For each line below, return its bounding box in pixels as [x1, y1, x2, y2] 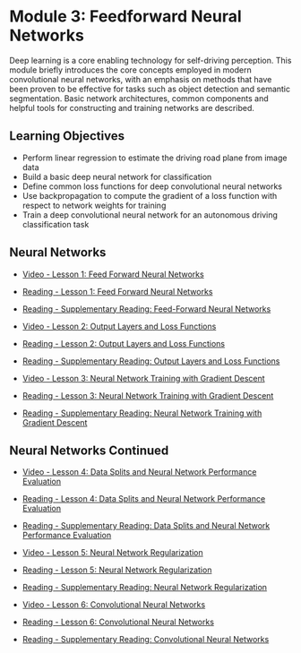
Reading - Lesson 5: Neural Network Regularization [21, 564, 212, 575]
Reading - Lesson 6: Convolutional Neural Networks [21, 616, 215, 628]
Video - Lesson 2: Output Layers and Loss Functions [21, 321, 217, 331]
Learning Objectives [9, 128, 125, 144]
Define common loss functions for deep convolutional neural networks [21, 181, 282, 192]
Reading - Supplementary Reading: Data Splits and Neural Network [21, 520, 271, 531]
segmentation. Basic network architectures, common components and [9, 92, 269, 104]
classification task [21, 219, 90, 229]
